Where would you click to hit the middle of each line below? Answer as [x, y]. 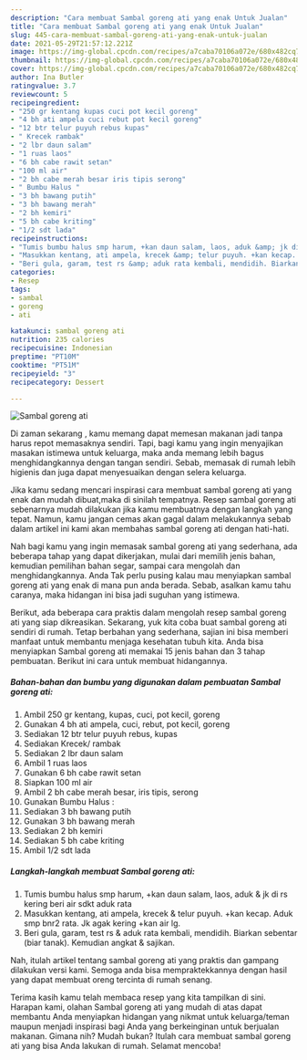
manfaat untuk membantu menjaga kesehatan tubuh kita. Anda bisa [137, 642]
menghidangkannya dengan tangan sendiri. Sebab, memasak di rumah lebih [153, 462]
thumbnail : [31, 60]
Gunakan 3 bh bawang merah [79, 821]
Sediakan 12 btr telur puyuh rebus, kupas [101, 734]
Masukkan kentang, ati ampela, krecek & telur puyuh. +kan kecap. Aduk [159, 914]
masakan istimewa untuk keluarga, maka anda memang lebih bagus [137, 453]
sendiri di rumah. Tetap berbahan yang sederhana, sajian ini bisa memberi [149, 632]
